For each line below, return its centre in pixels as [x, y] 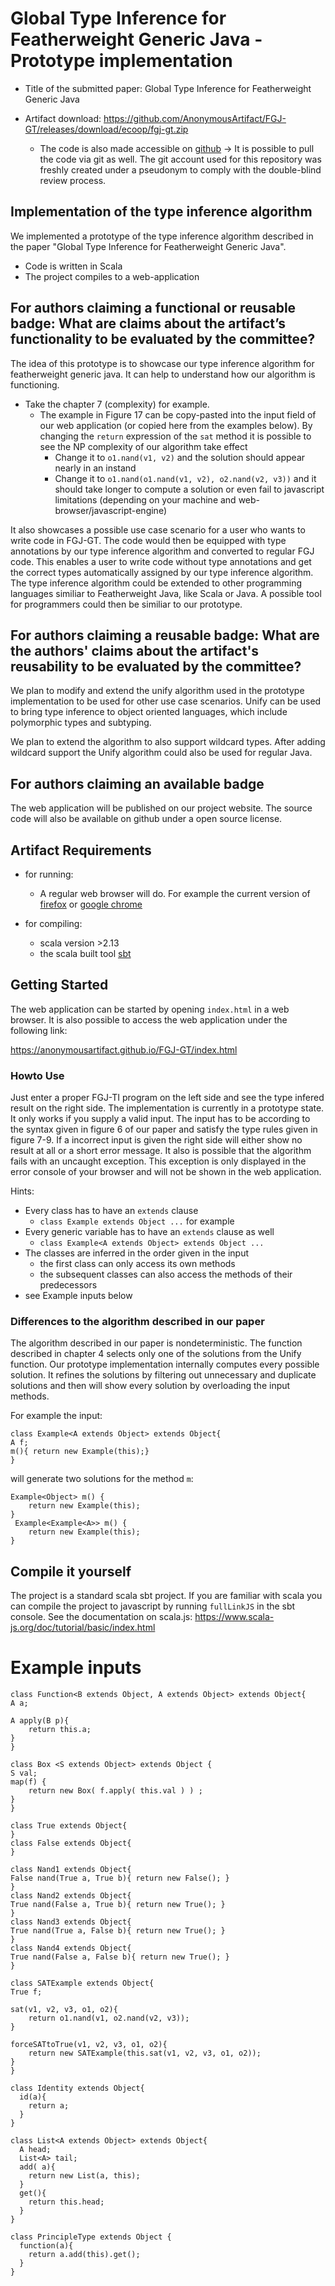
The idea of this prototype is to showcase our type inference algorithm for [162, 363]
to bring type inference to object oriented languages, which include [149, 712]
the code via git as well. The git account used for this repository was [180, 159]
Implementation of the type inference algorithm [161, 212]
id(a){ [33, 2097]
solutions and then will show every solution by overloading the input [150, 1386]
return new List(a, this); [84, 2176]
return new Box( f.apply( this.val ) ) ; [115, 1791]
